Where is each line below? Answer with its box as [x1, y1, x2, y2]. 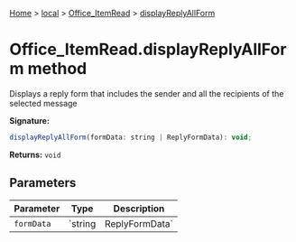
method [27, 59, 88, 79]
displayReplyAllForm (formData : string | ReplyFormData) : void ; [9, 133, 253, 142]
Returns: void [9, 149, 61, 160]
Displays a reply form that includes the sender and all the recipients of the [9, 88, 284, 98]
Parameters [9, 175, 77, 191]
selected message [9, 98, 79, 108]
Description [113, 202, 165, 215]
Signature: [9, 115, 50, 126]
